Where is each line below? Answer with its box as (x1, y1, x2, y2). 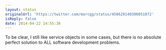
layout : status (5, 7, 37, 12)
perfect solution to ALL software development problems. (5, 40, 120, 46)
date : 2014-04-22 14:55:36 (5, 21, 61, 26)
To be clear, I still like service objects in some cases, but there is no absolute (5, 34, 162, 40)
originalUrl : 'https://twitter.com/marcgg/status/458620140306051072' (5, 12, 154, 17)
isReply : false (5, 16, 37, 21)
